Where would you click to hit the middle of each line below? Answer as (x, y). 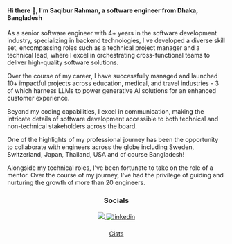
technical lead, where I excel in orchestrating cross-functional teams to (108, 55)
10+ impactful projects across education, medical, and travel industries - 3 (113, 83)
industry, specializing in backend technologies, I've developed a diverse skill (116, 41)
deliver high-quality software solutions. (63, 62)
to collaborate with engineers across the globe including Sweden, (101, 147)
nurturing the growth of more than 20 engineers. (76, 183)
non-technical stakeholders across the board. (72, 126)
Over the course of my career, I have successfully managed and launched (113, 76)
